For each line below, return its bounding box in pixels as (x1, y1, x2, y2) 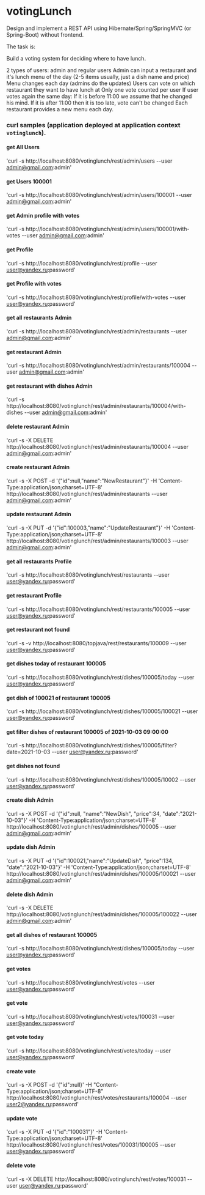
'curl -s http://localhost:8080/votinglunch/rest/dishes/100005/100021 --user (6, 708, 198, 715)
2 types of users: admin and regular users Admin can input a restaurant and (6, 66, 197, 74)
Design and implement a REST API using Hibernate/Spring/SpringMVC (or (6, 24, 192, 32)
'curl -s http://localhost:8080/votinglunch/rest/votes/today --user (6, 1047, 171, 1054)
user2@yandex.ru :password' (6, 1101, 79, 1108)
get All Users (6, 144, 40, 151)
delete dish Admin (6, 890, 54, 898)
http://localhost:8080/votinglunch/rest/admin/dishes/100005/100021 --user (6, 870, 196, 877)
